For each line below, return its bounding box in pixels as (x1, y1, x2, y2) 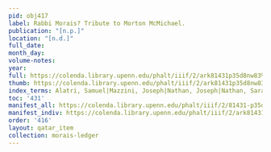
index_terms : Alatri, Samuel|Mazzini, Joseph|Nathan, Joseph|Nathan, (8, 86, 248, 95)
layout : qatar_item (8, 124, 74, 132)
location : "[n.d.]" (8, 34, 74, 43)
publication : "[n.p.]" (8, 27, 85, 35)
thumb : (8, 79, 31, 87)
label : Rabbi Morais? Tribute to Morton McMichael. (8, 19, 186, 27)
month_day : (8, 49, 45, 57)
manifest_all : (8, 101, 56, 109)
